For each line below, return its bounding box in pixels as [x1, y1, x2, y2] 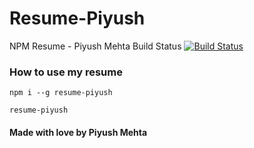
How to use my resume [9, 65, 123, 79]
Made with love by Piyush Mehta [9, 126, 148, 138]
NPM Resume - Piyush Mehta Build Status [9, 40, 182, 52]
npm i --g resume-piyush [9, 88, 113, 98]
